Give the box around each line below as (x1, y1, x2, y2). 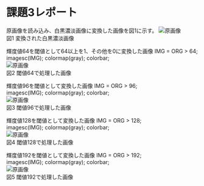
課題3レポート (6, 5, 78, 20)
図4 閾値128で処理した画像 (6, 138, 74, 146)
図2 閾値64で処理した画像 (6, 69, 72, 76)
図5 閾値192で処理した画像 (6, 173, 74, 181)
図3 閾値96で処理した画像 (6, 104, 71, 111)
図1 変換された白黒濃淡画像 (6, 34, 74, 41)
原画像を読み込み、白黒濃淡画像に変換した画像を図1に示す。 (6, 27, 158, 34)
